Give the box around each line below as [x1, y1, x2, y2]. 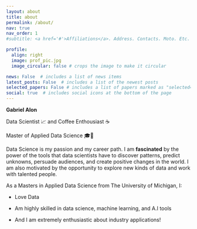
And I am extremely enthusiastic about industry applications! [14, 216, 161, 223]
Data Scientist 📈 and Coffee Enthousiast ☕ [6, 118, 110, 125]
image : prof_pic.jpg [11, 57, 62, 64]
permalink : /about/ [6, 19, 54, 25]
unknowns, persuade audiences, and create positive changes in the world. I [6, 158, 189, 165]
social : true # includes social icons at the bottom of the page [6, 90, 172, 96]
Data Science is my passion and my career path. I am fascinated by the [6, 145, 179, 152]
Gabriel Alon [6, 107, 38, 113]
